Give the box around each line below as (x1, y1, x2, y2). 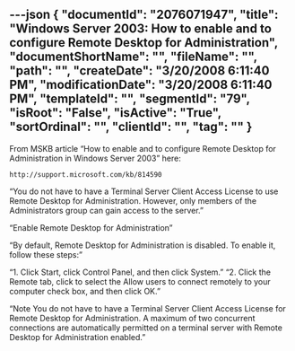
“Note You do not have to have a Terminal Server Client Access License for (9, 303, 287, 313)
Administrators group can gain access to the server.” (9, 205, 204, 215)
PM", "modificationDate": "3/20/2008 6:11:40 (9, 77, 273, 92)
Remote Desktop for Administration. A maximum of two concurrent (9, 312, 256, 323)
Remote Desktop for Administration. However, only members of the (9, 195, 257, 206)
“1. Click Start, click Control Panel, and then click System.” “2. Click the (9, 267, 272, 277)
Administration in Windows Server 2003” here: (9, 153, 182, 163)
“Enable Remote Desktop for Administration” (9, 222, 173, 233)
